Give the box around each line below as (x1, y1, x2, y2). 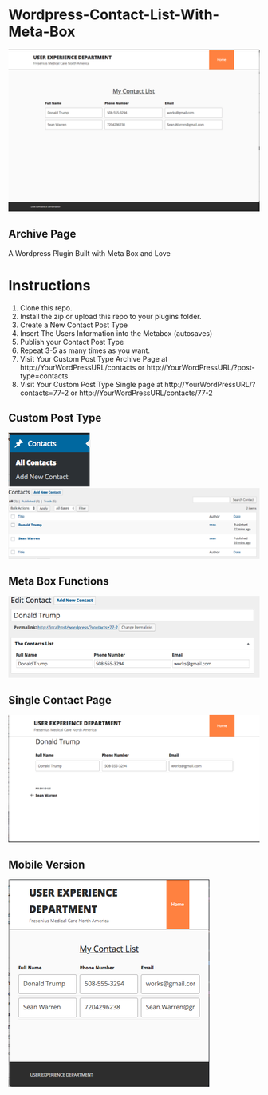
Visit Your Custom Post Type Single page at (19, 379, 164, 389)
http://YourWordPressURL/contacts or (19, 362, 145, 372)
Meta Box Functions (8, 574, 109, 588)
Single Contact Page (8, 693, 112, 707)
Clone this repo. (19, 302, 73, 313)
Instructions (8, 276, 91, 294)
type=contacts (19, 370, 69, 381)
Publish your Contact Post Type (19, 337, 124, 346)
